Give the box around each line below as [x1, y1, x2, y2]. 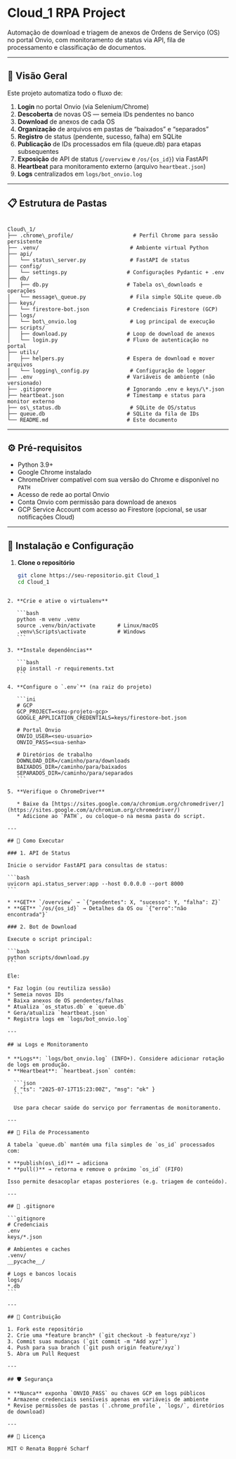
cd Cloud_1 [17, 578, 50, 586]
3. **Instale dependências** [7, 647, 93, 654]
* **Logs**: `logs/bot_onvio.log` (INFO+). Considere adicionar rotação [7, 1055, 225, 1062]
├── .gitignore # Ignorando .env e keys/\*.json [7, 385, 225, 393]
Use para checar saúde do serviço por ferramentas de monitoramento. [13, 1104, 221, 1111]
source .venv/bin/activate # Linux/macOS [16, 622, 159, 629]
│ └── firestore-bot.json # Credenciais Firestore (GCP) [7, 306, 218, 313]
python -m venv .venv [16, 616, 80, 623]
